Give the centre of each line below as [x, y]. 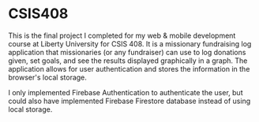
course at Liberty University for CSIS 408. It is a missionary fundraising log [130, 43]
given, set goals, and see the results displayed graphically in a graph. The [128, 61]
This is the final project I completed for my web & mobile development [122, 35]
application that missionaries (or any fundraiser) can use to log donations [127, 52]
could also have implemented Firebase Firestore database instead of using [129, 101]
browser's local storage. [47, 77]
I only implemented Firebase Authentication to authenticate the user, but [126, 92]
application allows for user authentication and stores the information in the [129, 68]
